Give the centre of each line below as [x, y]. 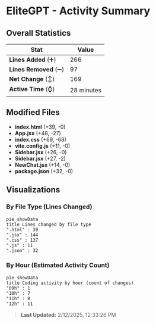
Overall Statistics [39, 33]
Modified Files [33, 112]
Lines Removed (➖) [36, 69]
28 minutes [86, 90]
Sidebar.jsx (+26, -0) [41, 152]
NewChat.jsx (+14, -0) [42, 164]
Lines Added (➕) [33, 60]
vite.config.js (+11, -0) [42, 146]
